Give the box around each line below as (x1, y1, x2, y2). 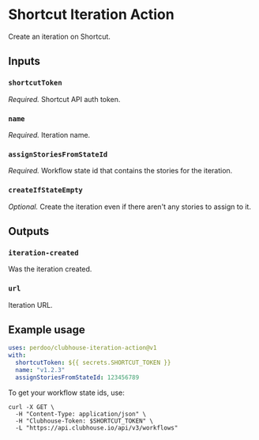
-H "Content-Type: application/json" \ (15, 410, 147, 418)
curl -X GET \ (8, 403, 55, 411)
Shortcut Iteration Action (8, 6, 175, 24)
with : (8, 351, 26, 359)
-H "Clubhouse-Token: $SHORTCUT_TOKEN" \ (15, 417, 154, 425)
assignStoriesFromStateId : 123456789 (15, 374, 140, 381)
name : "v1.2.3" (15, 366, 66, 374)
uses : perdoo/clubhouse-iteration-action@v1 (8, 344, 157, 352)
